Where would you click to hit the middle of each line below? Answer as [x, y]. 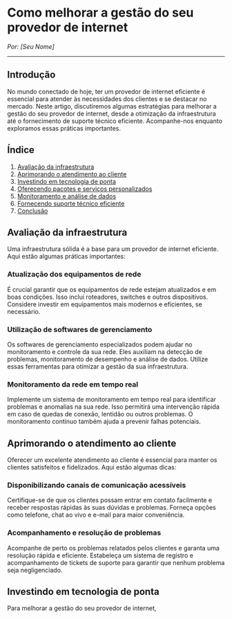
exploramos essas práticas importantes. [64, 128]
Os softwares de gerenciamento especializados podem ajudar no [100, 344]
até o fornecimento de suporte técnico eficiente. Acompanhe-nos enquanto [115, 121]
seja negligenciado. [35, 570]
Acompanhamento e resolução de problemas [84, 533]
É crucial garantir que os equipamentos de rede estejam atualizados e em [112, 289]
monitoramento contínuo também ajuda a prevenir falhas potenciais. [104, 422]
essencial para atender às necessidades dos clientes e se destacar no [107, 99]
